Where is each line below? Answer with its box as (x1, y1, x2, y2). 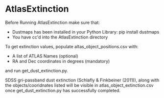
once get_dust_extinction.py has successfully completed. (5, 87, 121, 93)
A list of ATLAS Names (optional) (12, 53, 78, 59)
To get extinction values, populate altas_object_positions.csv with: (5, 43, 139, 49)
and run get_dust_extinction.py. (5, 67, 69, 74)
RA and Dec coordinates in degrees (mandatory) (12, 58, 110, 64)
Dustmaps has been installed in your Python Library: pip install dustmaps (12, 29, 160, 35)
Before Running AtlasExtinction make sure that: (5, 20, 100, 25)
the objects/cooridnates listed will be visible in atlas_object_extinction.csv (5, 82, 154, 88)
